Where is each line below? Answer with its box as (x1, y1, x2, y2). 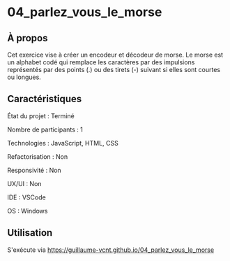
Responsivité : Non (7, 166, 61, 174)
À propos (7, 32, 48, 44)
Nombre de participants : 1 (7, 125, 84, 134)
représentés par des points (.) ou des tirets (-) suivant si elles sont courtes (7, 66, 221, 73)
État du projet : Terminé (7, 111, 75, 120)
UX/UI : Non (7, 179, 42, 188)
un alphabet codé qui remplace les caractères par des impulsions (7, 58, 195, 66)
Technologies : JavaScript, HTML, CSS (7, 139, 118, 147)
